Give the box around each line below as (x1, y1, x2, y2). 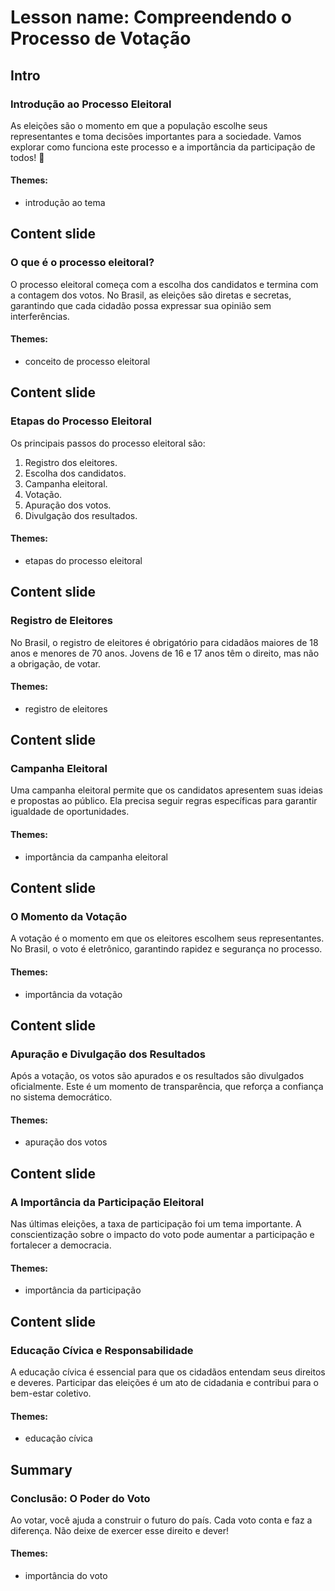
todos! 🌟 (10, 151, 45, 163)
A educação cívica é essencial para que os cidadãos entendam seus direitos (10, 1366, 326, 1378)
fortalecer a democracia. (10, 1239, 112, 1251)
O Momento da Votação (10, 909, 128, 923)
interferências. (10, 310, 70, 322)
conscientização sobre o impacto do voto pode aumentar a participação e (10, 1229, 315, 1241)
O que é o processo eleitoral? (10, 256, 155, 270)
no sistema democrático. (10, 1091, 113, 1103)
